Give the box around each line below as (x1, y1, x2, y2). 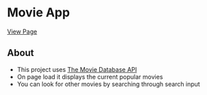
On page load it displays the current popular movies (16, 72, 163, 81)
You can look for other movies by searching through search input (16, 80, 200, 88)
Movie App (7, 5, 70, 21)
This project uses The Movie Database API (16, 65, 137, 73)
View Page (7, 27, 38, 36)
